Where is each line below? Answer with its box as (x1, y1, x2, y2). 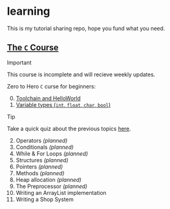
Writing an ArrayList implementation (15, 189, 106, 196)
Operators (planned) (15, 136, 68, 144)
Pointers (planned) (15, 163, 63, 170)
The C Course (7, 42, 59, 53)
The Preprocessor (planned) (15, 183, 87, 190)
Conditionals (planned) (15, 143, 74, 151)
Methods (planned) (15, 169, 65, 176)
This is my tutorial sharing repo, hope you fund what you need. (7, 25, 165, 32)
